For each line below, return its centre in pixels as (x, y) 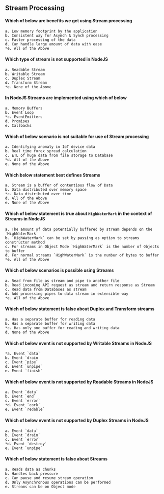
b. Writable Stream (25, 74)
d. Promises (17, 121)
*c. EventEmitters (24, 117)
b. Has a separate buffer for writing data (50, 324)
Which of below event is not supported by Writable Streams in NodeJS (79, 343)
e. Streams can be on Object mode (41, 487)
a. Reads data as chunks (30, 469)
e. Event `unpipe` (24, 448)
